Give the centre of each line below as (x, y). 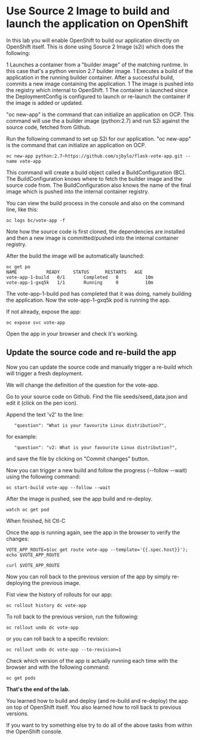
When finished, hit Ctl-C (36, 521)
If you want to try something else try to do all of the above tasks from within (99, 725)
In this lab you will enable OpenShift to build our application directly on (93, 40)
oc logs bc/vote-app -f (36, 220)
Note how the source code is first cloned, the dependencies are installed (96, 231)
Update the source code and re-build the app (91, 352)
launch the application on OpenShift (97, 24)
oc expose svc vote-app (36, 322)
